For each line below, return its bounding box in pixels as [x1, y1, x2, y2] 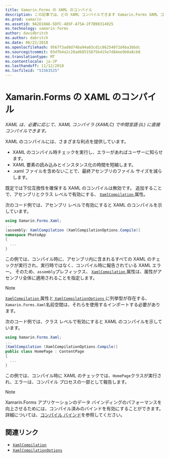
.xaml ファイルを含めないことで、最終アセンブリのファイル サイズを [12, 168, 153, 174]
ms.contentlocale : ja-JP [5, 59, 57, 64]
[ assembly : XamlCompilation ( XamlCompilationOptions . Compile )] [5, 227, 141, 233]
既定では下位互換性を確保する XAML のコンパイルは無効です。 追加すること [5, 185, 162, 191]
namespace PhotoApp [5, 232, 46, 237]
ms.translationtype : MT [5, 54, 55, 59]
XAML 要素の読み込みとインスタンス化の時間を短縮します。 [12, 161, 136, 167]
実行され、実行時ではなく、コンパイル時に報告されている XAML [18, 262, 151, 268]
